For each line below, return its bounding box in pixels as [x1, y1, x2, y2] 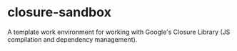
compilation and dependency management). [7, 35, 138, 43]
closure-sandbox [7, 4, 112, 21]
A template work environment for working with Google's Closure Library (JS [7, 28, 231, 36]
